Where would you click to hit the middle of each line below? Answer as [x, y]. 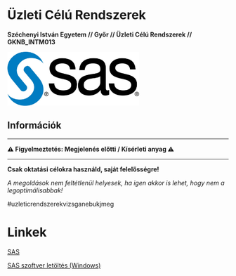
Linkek [27, 232]
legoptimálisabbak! [35, 190]
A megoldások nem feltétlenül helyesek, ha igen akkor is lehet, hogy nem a [116, 183]
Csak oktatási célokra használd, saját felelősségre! [83, 169]
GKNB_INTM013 [32, 41]
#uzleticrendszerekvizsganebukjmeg [61, 204]
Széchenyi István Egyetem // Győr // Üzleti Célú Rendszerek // [100, 34]
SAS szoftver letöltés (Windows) [54, 265]
